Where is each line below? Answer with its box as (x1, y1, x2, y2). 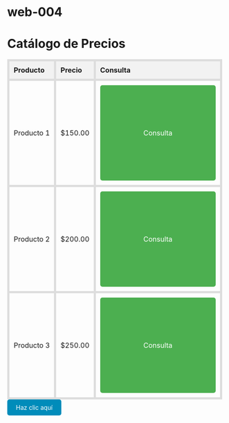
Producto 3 (13, 340, 51, 350)
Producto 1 (13, 128, 51, 138)
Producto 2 (13, 234, 51, 244)
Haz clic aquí (16, 404, 53, 412)
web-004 (7, 4, 63, 20)
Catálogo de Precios (7, 36, 126, 52)
